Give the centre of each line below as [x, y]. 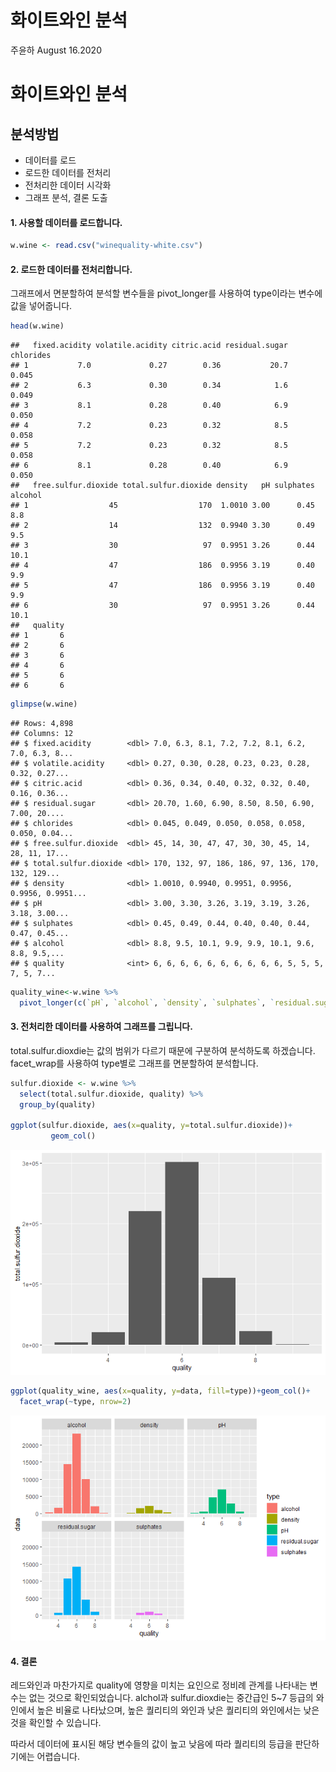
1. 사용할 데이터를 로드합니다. [66, 222]
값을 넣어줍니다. [41, 306]
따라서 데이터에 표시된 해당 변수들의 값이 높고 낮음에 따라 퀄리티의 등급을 [151, 1744]
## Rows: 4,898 [42, 723]
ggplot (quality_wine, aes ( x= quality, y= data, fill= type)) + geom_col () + [160, 1391]
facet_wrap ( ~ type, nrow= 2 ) [75, 1402]
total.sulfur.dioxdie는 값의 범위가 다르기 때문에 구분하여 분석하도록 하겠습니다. [163, 1050]
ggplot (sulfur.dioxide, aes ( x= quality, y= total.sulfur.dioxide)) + [151, 1126]
